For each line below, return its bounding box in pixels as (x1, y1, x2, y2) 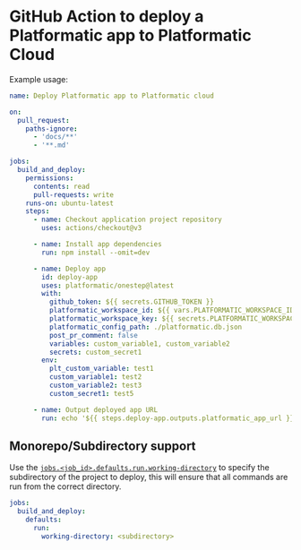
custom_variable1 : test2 (48, 373, 142, 382)
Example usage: (9, 73, 69, 84)
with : (41, 289, 63, 298)
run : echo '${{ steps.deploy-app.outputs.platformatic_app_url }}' (41, 414, 298, 423)
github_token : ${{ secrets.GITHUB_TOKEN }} (48, 297, 215, 306)
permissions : (25, 173, 74, 183)
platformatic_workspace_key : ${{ (48, 314, 175, 323)
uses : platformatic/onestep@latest (41, 280, 175, 290)
